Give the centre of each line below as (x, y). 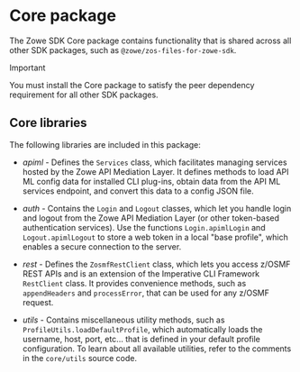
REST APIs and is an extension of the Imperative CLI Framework (141, 273)
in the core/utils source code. (80, 358)
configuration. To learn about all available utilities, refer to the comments (157, 349)
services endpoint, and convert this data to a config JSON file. (138, 191)
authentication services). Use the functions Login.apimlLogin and (144, 227)
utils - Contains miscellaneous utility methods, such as (123, 320)
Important (27, 68)
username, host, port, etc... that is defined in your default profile (141, 339)
